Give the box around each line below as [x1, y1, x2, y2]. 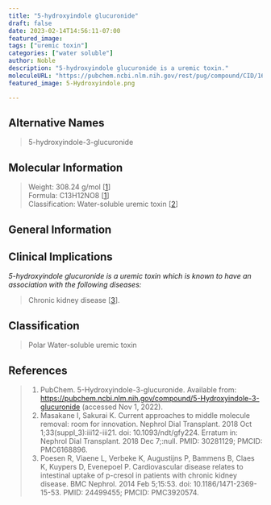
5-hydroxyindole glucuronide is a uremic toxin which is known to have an [8, 271, 252, 281]
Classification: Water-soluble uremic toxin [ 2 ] [27, 199, 179, 209]
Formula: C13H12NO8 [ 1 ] [27, 191, 110, 201]
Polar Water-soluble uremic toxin [27, 340, 137, 350]
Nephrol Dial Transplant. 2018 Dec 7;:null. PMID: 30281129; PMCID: [40, 436, 263, 445]
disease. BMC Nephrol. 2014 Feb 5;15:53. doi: [40, 478, 192, 488]
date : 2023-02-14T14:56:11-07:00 [8, 27, 121, 35]
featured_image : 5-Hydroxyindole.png [8, 79, 135, 87]
